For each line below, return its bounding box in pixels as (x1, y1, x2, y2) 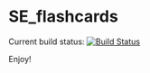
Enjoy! (8, 53, 33, 64)
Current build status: (8, 36, 85, 47)
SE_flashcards (8, 6, 118, 27)
